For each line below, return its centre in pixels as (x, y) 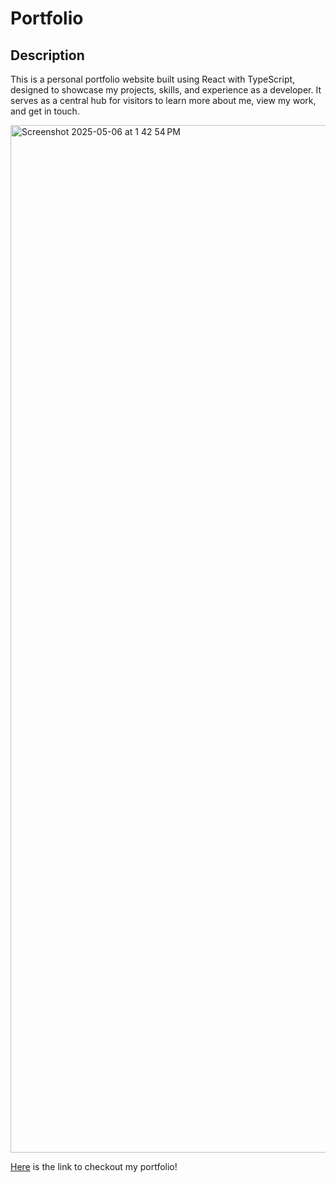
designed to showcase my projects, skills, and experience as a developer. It (166, 90)
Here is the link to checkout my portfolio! (94, 1166)
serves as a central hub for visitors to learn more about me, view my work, (163, 100)
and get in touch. (45, 111)
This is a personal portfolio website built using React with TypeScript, (153, 79)
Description (47, 55)
